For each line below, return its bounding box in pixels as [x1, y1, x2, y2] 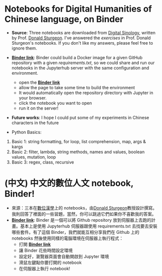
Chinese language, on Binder [4, 14, 124, 25]
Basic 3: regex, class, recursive [11, 159, 74, 165]
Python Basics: [11, 129, 42, 135]
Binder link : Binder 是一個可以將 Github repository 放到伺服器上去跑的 [11, 217, 151, 223]
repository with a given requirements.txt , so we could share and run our [11, 60, 155, 65]
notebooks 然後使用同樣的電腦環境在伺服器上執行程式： [11, 235, 124, 241]
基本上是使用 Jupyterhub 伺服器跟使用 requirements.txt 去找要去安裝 [20, 223, 158, 229]
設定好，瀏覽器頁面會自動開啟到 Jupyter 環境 [18, 253, 109, 259]
